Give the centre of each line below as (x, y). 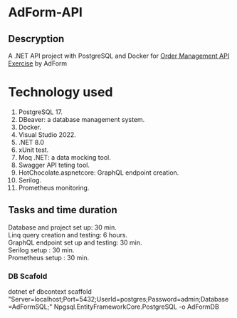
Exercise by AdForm (38, 63)
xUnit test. (33, 150)
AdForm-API (45, 12)
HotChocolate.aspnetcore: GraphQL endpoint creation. (99, 173)
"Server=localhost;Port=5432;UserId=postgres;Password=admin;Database (118, 299)
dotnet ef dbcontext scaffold (50, 292)
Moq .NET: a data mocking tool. (64, 157)
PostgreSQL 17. (41, 112)
